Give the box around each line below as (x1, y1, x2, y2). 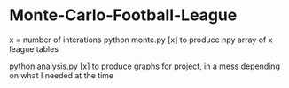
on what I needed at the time (9, 70, 113, 80)
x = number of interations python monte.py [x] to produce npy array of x (9, 34, 273, 45)
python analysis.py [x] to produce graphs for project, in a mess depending (9, 61, 281, 71)
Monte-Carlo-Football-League (9, 5, 238, 26)
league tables (9, 43, 59, 54)
